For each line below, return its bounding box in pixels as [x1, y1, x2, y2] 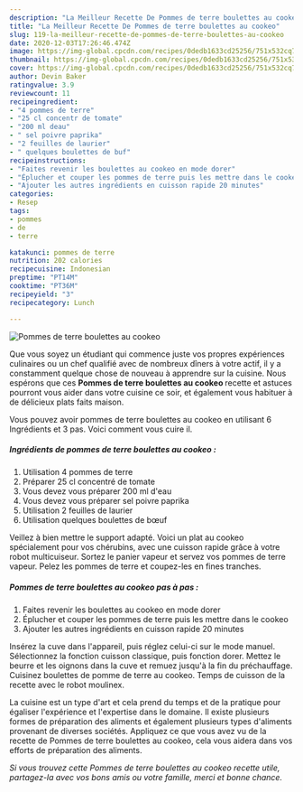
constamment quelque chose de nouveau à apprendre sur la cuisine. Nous [9, 368, 287, 378]
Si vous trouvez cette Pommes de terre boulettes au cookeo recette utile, [9, 762, 280, 773]
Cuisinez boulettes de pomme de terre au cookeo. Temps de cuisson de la [9, 670, 286, 681]
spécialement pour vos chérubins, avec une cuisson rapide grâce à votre [9, 542, 280, 553]
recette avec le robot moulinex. [9, 679, 124, 691]
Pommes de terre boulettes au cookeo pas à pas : [9, 582, 199, 592]
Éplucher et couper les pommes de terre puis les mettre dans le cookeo [22, 614, 289, 625]
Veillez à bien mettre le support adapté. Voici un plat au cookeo [9, 532, 244, 543]
